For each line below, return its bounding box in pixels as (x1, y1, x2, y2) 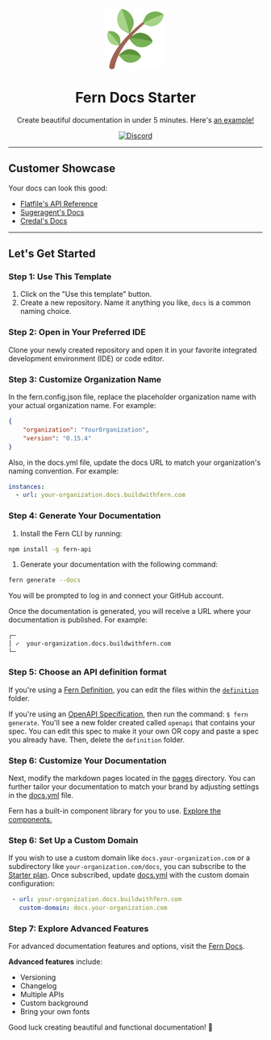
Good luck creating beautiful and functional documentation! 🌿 (8, 1022, 214, 1032)
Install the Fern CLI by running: (19, 528, 123, 538)
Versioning (19, 972, 56, 983)
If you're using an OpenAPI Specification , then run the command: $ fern (8, 709, 248, 719)
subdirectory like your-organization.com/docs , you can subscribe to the (8, 862, 247, 871)
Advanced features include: (8, 957, 103, 967)
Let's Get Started (8, 247, 96, 261)
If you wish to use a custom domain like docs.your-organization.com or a (8, 853, 251, 862)
